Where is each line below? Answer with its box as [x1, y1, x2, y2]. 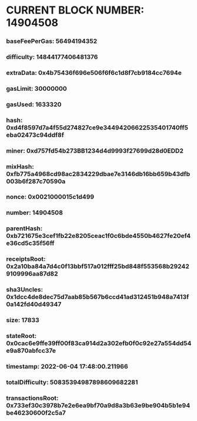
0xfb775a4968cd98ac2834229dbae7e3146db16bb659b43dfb [6, 170, 191, 178]
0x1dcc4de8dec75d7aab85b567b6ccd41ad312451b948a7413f [6, 293, 189, 301]
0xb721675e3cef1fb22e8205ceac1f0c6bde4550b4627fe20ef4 [6, 232, 191, 240]
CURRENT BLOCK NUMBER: [6, 4, 145, 17]
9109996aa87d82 [6, 270, 58, 278]
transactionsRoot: [6, 394, 59, 402]
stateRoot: [6, 332, 37, 340]
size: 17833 [6, 316, 39, 324]
